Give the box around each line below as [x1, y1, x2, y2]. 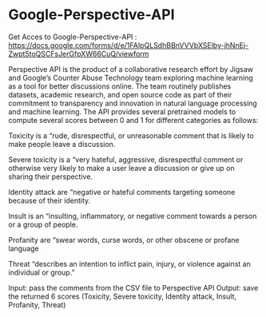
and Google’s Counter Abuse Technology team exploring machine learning [8, 73, 253, 82]
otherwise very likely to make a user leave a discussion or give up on [8, 163, 235, 172]
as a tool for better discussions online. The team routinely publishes [8, 81, 232, 91]
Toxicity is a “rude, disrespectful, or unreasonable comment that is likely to [8, 130, 254, 141]
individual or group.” [8, 267, 75, 277]
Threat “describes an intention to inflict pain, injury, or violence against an [8, 259, 252, 268]
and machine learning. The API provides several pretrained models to [8, 106, 236, 117]
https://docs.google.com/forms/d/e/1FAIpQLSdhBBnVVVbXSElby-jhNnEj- [8, 40, 249, 50]
